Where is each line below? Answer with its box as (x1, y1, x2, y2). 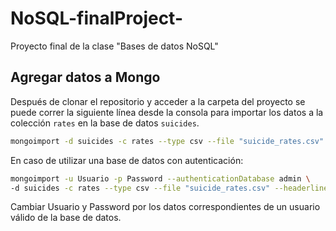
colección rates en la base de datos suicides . (10, 117, 200, 129)
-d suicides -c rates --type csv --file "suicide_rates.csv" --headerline (10, 183, 329, 193)
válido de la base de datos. (10, 212, 122, 224)
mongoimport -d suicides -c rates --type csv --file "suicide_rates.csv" (10, 136, 325, 146)
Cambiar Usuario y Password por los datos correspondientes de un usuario (10, 201, 321, 213)
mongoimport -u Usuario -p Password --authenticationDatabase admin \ (10, 173, 311, 184)
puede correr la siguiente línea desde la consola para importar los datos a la (10, 106, 324, 118)
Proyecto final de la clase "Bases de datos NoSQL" (10, 40, 219, 52)
